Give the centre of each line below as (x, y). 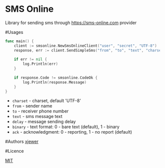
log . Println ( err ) (40, 64)
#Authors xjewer (22, 141)
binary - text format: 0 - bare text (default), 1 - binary (66, 127)
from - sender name (32, 106)
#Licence (14, 151)
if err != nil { (31, 59)
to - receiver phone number (40, 111)
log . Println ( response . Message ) (55, 82)
